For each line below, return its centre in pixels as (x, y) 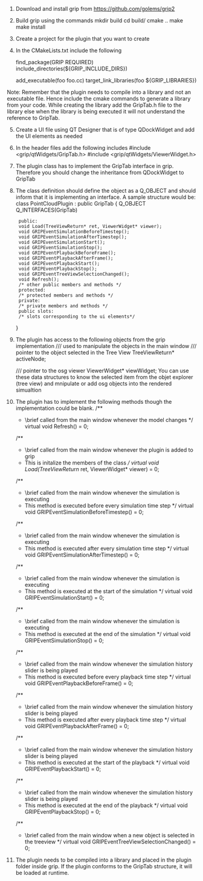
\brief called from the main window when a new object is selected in (110, 835)
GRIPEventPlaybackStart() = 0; (63, 769)
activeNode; (31, 359)
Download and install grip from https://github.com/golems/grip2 (95, 9)
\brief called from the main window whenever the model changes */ (109, 420)
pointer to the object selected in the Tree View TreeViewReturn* (95, 352)
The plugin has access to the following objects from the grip (90, 340)
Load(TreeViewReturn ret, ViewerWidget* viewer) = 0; (92, 469)
